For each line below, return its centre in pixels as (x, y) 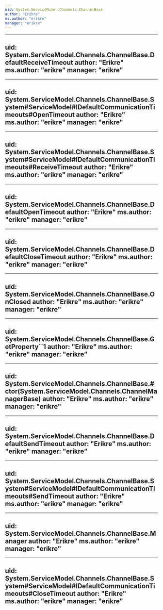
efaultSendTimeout (35, 444)
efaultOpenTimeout (35, 212)
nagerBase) (23, 399)
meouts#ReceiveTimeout (44, 167)
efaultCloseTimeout (36, 257)
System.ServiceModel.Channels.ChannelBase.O (80, 294)
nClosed (18, 302)
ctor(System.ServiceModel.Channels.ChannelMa (81, 391)
